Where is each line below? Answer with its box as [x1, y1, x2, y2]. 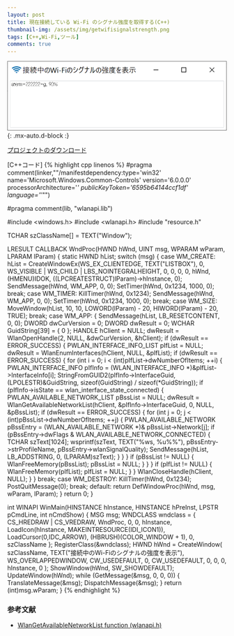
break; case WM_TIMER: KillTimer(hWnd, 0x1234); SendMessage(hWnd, [7, 289, 214, 297]
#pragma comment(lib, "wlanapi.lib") [7, 204, 113, 212]
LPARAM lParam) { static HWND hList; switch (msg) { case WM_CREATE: [7, 252, 216, 260]
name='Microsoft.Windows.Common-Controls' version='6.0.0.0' [7, 175, 192, 184]
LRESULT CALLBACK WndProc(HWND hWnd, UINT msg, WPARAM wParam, [7, 244, 225, 253]
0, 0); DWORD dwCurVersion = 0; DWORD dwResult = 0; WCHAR [7, 318, 195, 327]
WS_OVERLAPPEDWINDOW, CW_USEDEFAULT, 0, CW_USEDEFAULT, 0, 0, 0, [7, 556, 227, 565]
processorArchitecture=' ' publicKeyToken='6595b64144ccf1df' [7, 183, 189, 191]
